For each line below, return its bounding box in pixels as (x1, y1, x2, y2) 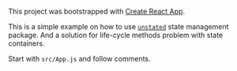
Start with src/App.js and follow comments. (8, 54, 152, 63)
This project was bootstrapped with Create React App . (8, 7, 186, 16)
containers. (8, 39, 45, 48)
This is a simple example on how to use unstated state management (8, 22, 229, 31)
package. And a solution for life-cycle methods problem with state (8, 31, 224, 39)
